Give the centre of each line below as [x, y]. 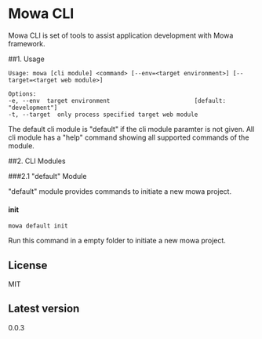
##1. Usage [26, 59]
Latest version [44, 309]
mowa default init [38, 226]
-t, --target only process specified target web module [103, 115]
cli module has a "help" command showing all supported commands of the [129, 137]
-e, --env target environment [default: [117, 100]
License [28, 265]
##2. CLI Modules [37, 161]
